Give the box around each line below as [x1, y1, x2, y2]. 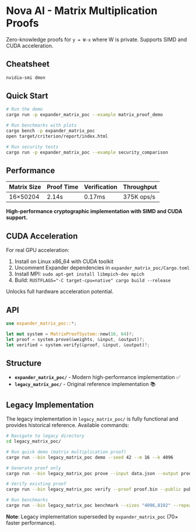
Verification [83, 183, 118, 191]
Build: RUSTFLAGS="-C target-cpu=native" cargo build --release [14, 277, 171, 284]
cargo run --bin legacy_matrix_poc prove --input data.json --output [6, 470, 179, 476]
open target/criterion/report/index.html [6, 133, 108, 139]
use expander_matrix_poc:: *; [6, 320, 77, 326]
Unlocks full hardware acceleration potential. [6, 288, 114, 295]
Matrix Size [9, 183, 41, 191]
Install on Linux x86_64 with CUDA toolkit [14, 258, 114, 265]
